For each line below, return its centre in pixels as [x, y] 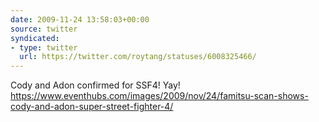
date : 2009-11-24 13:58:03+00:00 [80, 19]
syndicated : [35, 38]
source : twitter [44, 29]
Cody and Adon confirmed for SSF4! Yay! [95, 85]
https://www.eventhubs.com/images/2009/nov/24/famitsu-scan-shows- [159, 96]
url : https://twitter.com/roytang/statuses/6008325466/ [138, 57]
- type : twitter [44, 47]
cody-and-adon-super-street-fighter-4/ [92, 107]
